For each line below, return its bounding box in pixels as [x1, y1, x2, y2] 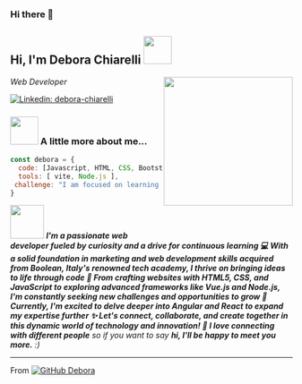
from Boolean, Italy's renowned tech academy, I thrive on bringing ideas [10, 263, 286, 274]
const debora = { [10, 156, 75, 165]
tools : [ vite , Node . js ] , [18, 172, 119, 181]
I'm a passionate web [45, 230, 128, 241]
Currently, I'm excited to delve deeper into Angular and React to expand [10, 301, 284, 311]
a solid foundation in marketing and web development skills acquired [10, 253, 274, 264]
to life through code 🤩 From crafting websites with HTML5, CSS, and [10, 272, 270, 283]
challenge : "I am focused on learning [13, 180, 160, 189]
